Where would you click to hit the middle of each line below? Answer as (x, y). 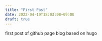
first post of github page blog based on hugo (51, 33)
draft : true (17, 19)
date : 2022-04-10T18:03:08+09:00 (40, 14)
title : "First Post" (27, 10)
